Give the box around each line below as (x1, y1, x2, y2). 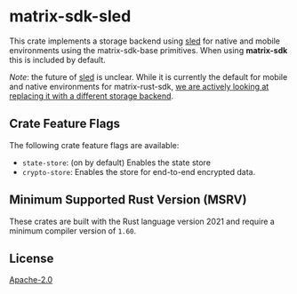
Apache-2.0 (9, 274, 53, 285)
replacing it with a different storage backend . (9, 91, 174, 101)
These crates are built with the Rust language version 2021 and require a (9, 216, 276, 226)
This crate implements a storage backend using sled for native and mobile (9, 36, 280, 46)
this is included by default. (9, 54, 107, 65)
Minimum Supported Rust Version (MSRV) (9, 193, 247, 208)
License (9, 250, 54, 266)
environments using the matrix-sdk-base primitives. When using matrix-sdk (9, 44, 288, 55)
